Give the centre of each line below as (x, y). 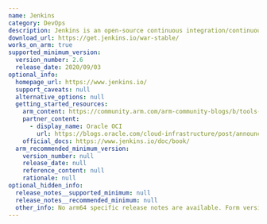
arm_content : (44, 112)
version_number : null (58, 156)
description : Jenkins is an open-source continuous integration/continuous (136, 30)
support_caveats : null (53, 89)
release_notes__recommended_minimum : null (87, 200)
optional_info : (33, 75)
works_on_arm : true (41, 45)
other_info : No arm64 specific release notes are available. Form (128, 207)
